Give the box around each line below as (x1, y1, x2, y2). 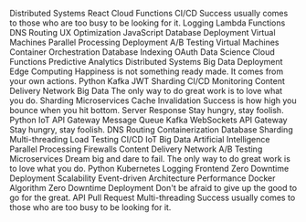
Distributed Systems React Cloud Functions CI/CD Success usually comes (9, 8, 289, 18)
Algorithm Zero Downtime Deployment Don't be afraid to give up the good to (9, 183, 298, 193)
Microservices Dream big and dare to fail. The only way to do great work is (9, 153, 290, 164)
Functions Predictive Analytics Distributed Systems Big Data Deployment (9, 57, 283, 67)
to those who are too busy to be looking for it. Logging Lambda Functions (9, 17, 286, 28)
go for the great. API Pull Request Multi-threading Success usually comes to (9, 192, 296, 203)
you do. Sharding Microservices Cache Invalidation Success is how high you (9, 95, 297, 106)
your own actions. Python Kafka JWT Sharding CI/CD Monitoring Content (9, 76, 286, 86)
